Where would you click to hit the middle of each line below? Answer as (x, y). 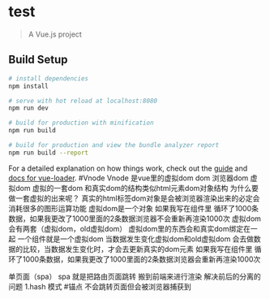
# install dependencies (49, 78)
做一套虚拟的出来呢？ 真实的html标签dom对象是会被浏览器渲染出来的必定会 (134, 198)
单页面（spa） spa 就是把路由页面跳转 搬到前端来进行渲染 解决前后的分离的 (135, 276)
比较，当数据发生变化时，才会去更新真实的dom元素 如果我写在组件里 (137, 249)
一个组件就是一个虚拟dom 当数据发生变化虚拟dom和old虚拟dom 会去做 (135, 239)
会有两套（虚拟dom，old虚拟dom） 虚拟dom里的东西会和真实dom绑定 (126, 228)
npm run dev (28, 108)
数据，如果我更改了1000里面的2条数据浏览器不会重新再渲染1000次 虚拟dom (135, 219)
